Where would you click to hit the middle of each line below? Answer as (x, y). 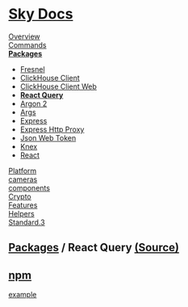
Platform (23, 170)
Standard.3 (27, 222)
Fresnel (33, 69)
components (29, 187)
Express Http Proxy (52, 129)
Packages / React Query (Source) (94, 248)
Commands (27, 44)
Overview (24, 36)
